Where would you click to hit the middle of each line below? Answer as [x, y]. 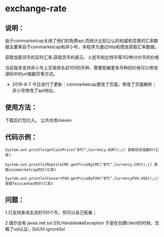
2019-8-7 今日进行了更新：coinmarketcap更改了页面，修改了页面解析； [84, 84]
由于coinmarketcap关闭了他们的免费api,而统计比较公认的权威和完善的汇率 [80, 41]
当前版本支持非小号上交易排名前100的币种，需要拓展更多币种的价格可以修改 [82, 68]
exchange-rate [36, 9]
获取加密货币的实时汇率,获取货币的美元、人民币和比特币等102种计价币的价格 [82, 57]
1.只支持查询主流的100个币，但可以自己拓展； [51, 212]
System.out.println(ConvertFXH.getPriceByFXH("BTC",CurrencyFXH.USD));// [82, 178]
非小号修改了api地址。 [35, 90]
